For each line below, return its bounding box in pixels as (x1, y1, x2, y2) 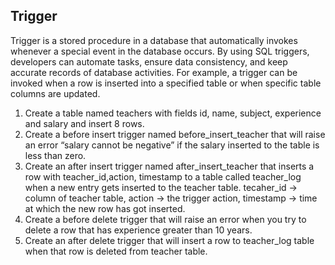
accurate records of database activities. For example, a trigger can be (10, 66, 298, 78)
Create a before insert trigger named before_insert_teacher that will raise (24, 128, 326, 140)
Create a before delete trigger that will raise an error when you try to (24, 213, 307, 225)
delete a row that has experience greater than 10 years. (24, 224, 253, 236)
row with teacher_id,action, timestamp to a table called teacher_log (24, 170, 302, 183)
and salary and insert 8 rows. (24, 117, 145, 129)
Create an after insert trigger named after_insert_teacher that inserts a (24, 160, 315, 172)
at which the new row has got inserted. (24, 202, 186, 214)
